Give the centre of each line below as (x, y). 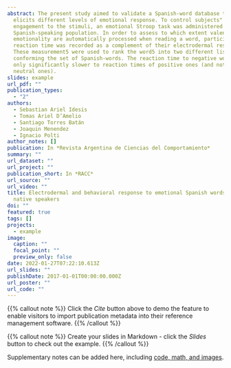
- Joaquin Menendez (41, 129)
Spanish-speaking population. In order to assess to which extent (110, 33)
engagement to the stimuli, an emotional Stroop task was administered (118, 26)
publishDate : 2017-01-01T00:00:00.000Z (64, 276)
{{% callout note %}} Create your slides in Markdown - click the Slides (107, 337)
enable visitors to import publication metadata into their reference (100, 316)
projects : (21, 225)
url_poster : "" (29, 283)
